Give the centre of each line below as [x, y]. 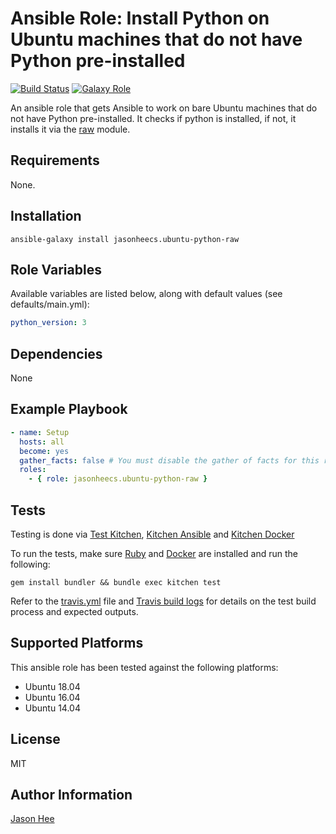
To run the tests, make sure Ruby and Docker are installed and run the [154, 553]
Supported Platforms [77, 643]
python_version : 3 [48, 323]
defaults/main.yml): [50, 304]
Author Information [71, 794]
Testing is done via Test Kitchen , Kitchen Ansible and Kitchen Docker [152, 534]
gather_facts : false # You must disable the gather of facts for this [169, 460]
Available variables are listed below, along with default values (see [146, 294]
